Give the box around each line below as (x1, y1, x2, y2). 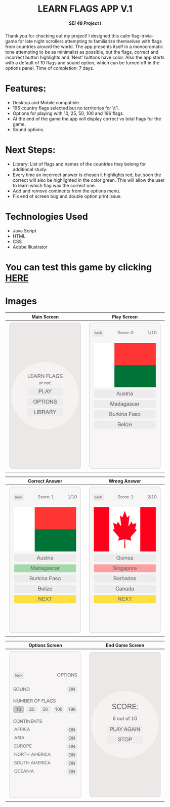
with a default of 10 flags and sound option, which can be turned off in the (5, 60, 160, 66)
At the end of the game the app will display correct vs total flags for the (12, 116, 161, 122)
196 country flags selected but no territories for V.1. (12, 105, 119, 111)
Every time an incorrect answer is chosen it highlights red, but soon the (12, 172, 161, 178)
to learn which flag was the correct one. (12, 183, 96, 189)
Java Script (12, 227, 36, 233)
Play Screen (112, 313, 138, 319)
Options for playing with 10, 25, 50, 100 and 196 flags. (12, 110, 124, 116)
